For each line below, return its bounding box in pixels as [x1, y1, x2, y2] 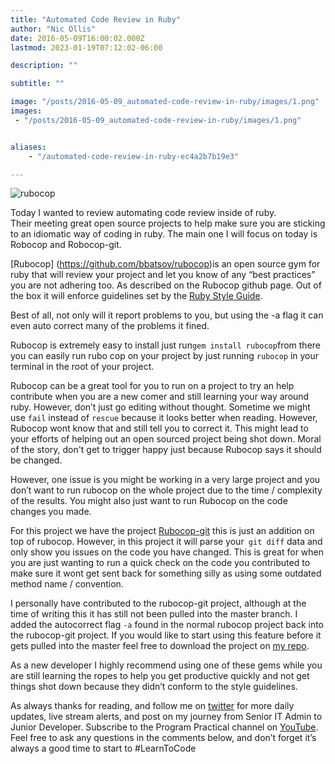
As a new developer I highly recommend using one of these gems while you [10, 659, 323, 671]
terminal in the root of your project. [10, 361, 155, 373]
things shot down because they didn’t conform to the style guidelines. [10, 681, 298, 693]
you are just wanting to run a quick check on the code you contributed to [10, 557, 311, 569]
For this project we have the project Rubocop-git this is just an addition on [10, 525, 315, 537]
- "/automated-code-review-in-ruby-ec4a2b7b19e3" [28, 151, 240, 161]
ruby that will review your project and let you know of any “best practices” [10, 269, 316, 281]
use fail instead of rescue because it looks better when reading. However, [10, 412, 318, 424]
